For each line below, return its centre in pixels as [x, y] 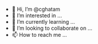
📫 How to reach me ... [39, 35]
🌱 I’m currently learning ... [43, 22]
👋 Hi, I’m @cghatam [36, 9]
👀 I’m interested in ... [37, 15]
